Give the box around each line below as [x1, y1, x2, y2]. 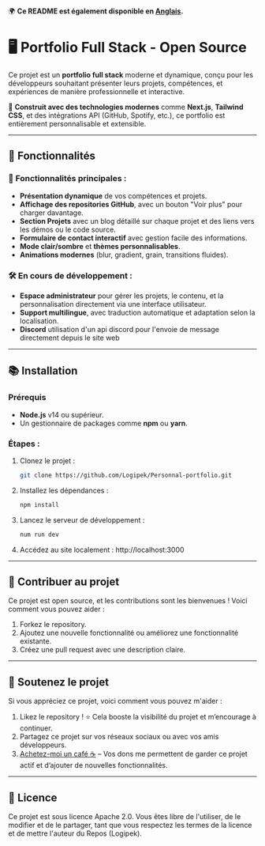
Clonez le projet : [19, 455, 76, 465]
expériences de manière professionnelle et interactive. [8, 86, 185, 96]
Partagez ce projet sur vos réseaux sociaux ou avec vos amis [19, 732, 219, 742]
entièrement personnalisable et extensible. [8, 119, 147, 128]
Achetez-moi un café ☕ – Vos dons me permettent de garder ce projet [19, 750, 248, 759]
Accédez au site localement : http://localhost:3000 [19, 545, 185, 554]
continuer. [19, 723, 53, 733]
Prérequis [8, 392, 47, 403]
